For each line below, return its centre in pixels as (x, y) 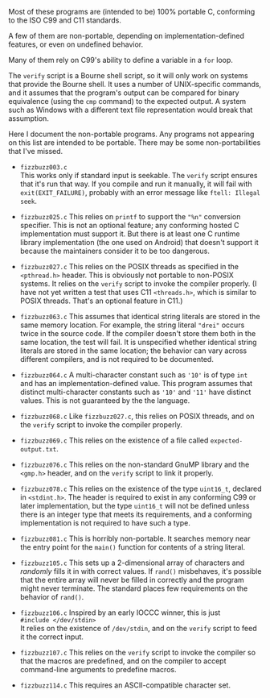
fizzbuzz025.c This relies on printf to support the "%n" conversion (130, 216)
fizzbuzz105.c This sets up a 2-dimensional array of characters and (132, 563)
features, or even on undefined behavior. (76, 44)
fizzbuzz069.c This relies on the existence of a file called (114, 440)
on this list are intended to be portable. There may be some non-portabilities (135, 143)
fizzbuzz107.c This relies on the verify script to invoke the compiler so (137, 652)
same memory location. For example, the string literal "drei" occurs (132, 325)
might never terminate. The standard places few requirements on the (134, 588)
